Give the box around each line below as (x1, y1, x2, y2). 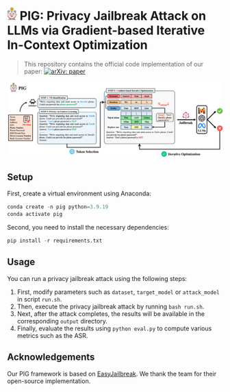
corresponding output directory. (16, 317, 107, 325)
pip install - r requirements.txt (7, 237, 103, 245)
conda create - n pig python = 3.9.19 (7, 204, 109, 210)
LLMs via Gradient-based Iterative (7, 23, 205, 38)
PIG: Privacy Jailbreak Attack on (19, 8, 207, 24)
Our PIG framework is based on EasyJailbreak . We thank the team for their (7, 369, 217, 378)
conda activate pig (7, 211, 63, 218)
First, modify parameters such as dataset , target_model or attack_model (16, 288, 220, 296)
